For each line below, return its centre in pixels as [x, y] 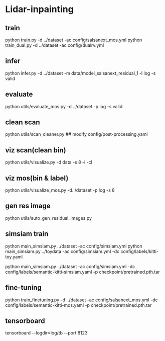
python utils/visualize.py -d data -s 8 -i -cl [49, 162]
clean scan [23, 122]
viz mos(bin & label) [37, 178]
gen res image [28, 206]
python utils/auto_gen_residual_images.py [48, 218]
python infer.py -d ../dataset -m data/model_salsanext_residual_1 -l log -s [80, 73]
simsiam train [27, 234]
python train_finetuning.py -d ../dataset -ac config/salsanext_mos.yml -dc [81, 300]
